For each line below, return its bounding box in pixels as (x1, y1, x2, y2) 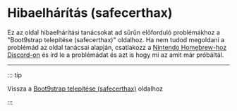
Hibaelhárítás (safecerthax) (7, 5, 173, 21)
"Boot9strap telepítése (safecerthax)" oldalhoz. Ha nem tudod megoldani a (7, 35, 225, 44)
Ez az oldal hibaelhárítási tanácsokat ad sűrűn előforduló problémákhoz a (7, 28, 221, 37)
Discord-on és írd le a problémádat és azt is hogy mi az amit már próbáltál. (7, 51, 224, 59)
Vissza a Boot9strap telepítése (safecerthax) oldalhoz (7, 84, 164, 93)
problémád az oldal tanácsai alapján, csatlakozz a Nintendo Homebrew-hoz (7, 43, 227, 51)
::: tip (7, 70, 23, 79)
